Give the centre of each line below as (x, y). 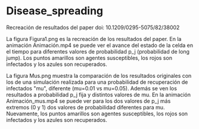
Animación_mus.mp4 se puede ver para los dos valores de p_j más (88, 101)
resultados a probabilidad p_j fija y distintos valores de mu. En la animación (98, 95)
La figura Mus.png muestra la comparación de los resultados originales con (99, 75)
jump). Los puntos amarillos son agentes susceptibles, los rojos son (89, 58)
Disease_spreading (55, 11)
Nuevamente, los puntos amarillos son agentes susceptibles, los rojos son (97, 114)
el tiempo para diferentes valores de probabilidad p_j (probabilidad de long (98, 51)
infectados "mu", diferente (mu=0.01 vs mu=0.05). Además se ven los (92, 88)
